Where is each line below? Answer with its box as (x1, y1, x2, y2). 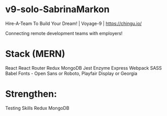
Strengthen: (5, 88, 57, 100)
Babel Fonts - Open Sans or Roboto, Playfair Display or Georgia (5, 70, 138, 76)
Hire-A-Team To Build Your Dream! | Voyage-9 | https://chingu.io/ (5, 20, 142, 26)
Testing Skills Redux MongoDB (5, 105, 70, 111)
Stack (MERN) (5, 48, 65, 60)
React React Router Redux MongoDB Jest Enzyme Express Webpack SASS (5, 65, 162, 71)
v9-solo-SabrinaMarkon (5, 4, 110, 15)
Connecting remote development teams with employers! (5, 30, 123, 36)
